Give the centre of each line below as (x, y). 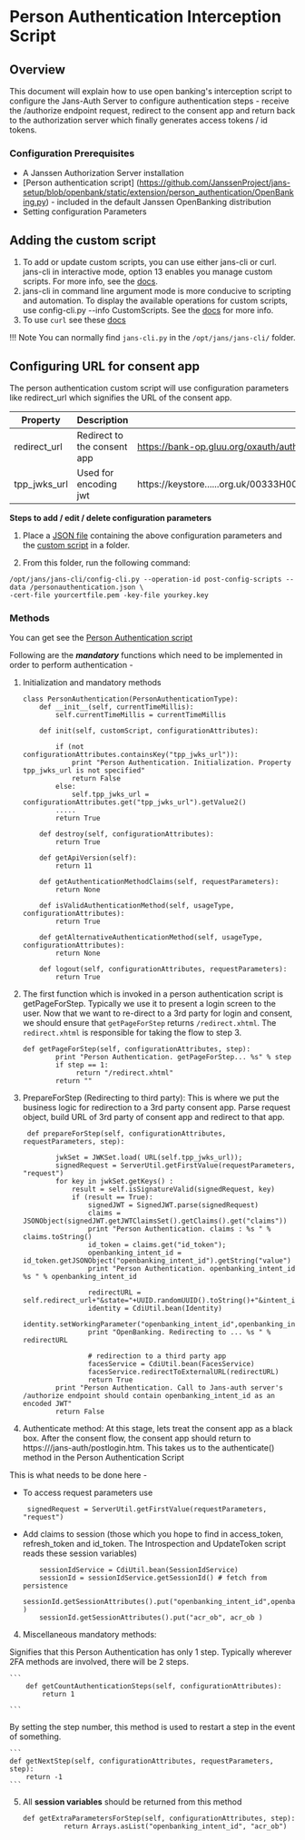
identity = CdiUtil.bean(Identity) (155, 1309)
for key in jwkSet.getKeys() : (115, 1182)
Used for (95, 472)
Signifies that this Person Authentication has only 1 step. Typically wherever (151, 1652)
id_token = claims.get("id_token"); (157, 1245)
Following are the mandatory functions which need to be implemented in (146, 655)
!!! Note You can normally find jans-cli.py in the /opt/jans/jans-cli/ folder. (152, 338)
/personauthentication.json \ (87, 587)
